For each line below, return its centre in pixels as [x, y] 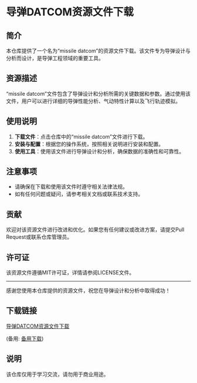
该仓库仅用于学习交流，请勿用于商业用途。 [57, 374]
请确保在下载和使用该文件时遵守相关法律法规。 [71, 187]
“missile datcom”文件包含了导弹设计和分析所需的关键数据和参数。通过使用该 [98, 93]
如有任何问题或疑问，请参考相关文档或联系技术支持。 [79, 194]
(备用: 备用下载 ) [25, 338]
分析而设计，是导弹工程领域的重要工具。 [55, 58]
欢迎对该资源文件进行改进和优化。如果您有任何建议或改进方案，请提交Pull [95, 230]
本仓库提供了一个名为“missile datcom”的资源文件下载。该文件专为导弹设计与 [98, 51]
